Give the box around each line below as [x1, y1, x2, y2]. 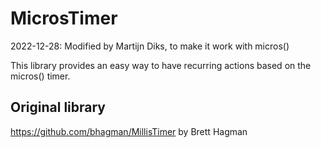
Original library [10, 99, 107, 116]
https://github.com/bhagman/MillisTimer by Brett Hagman [10, 125, 248, 137]
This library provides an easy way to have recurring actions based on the [10, 59, 312, 71]
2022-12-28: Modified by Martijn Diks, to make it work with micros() [10, 40, 290, 52]
